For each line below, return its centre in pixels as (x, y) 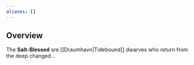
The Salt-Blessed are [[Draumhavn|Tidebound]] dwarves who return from (97, 50)
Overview (25, 36)
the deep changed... (31, 56)
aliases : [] (21, 12)
